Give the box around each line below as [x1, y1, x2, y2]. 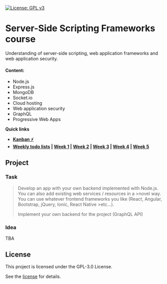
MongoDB [12, 89, 34, 96]
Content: [5, 67, 24, 73]
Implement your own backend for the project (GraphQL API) [17, 211, 144, 217]
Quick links [5, 126, 30, 132]
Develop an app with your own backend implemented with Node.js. [17, 185, 159, 191]
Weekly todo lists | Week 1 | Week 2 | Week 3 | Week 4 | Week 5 [12, 144, 149, 150]
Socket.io [12, 94, 33, 101]
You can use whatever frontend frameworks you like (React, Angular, [17, 196, 162, 202]
